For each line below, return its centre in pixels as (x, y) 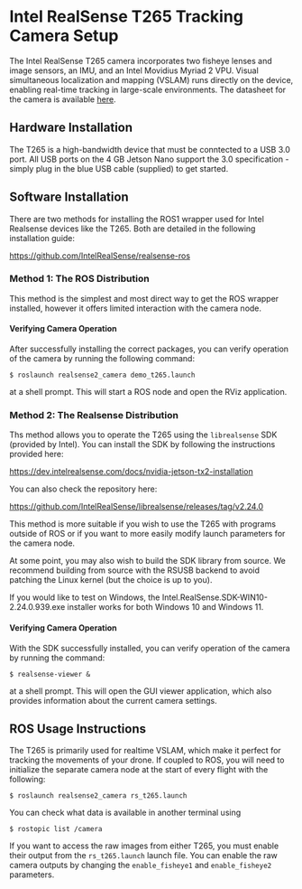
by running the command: (57, 658)
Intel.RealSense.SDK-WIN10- (215, 597)
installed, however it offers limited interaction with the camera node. (136, 308)
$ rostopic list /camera (56, 829)
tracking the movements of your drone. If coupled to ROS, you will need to (147, 760)
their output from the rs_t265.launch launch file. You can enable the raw (143, 856)
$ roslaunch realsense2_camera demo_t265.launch (102, 375)
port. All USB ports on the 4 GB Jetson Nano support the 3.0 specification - (149, 159)
